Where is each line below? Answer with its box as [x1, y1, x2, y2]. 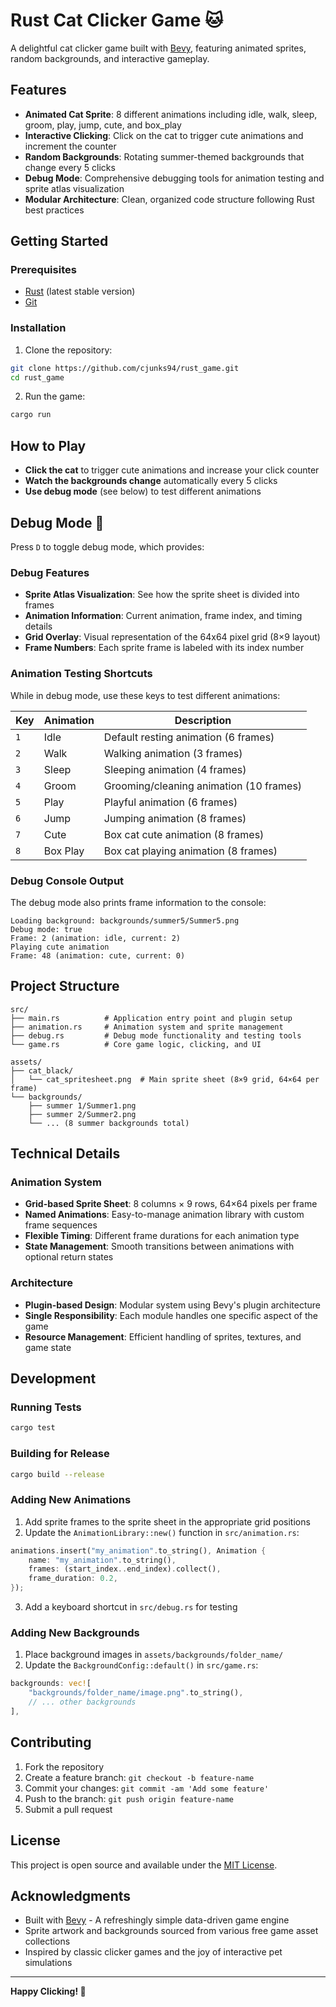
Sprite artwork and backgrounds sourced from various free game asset [24, 1925, 319, 1937]
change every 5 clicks [24, 161, 116, 173]
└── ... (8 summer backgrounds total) [28, 1118, 190, 1128]
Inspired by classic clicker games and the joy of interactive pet [24, 1946, 283, 1958]
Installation [10, 321, 67, 335]
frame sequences [24, 1219, 98, 1231]
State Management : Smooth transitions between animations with [24, 1240, 295, 1253]
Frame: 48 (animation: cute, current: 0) [10, 950, 186, 961]
